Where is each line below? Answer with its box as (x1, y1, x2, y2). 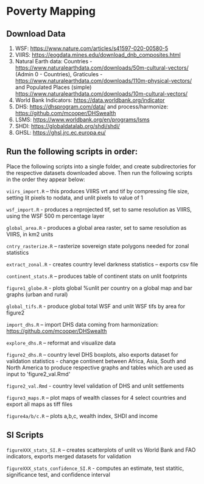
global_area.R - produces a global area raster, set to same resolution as (6, 224, 187, 231)
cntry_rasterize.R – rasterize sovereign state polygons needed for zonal (6, 242, 189, 249)
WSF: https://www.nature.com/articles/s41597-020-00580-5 (15, 44, 169, 52)
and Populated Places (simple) (15, 84, 92, 91)
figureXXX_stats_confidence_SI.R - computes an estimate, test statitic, (6, 464, 185, 472)
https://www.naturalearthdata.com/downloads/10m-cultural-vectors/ (15, 90, 188, 97)
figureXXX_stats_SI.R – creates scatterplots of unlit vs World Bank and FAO (6, 446, 196, 454)
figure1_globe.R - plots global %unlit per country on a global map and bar (6, 284, 193, 291)
